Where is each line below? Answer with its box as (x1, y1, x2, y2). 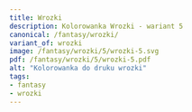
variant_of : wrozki (9, 38, 83, 48)
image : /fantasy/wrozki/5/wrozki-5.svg (9, 47, 160, 56)
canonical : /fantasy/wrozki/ (9, 30, 119, 39)
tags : (9, 72, 30, 81)
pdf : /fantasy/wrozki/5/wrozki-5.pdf (9, 55, 151, 64)
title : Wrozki (9, 13, 63, 23)
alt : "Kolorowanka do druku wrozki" (9, 64, 147, 73)
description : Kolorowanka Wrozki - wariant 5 (9, 22, 183, 31)
